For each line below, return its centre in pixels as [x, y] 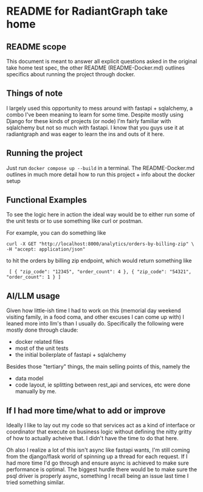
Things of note [35, 94]
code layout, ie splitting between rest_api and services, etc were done [102, 385]
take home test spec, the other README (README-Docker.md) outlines [96, 68]
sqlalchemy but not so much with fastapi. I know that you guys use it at [95, 127]
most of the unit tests [42, 348]
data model [29, 379]
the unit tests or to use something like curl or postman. [74, 221]
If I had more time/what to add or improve [86, 411]
